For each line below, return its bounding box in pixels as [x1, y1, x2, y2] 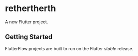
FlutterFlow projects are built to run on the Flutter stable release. [5, 45, 134, 51]
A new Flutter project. [5, 19, 48, 25]
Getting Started [5, 33, 53, 41]
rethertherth [5, 3, 56, 14]
